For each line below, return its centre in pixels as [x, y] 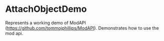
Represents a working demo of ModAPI [45, 23]
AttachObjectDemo [46, 9]
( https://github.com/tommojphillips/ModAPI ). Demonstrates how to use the [82, 28]
